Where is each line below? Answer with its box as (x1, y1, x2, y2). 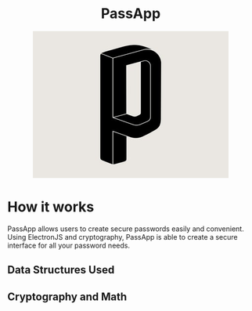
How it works (7, 198, 95, 216)
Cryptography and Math (7, 290, 128, 303)
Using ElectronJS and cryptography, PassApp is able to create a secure (7, 232, 238, 241)
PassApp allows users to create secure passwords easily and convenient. (7, 224, 244, 233)
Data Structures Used (7, 263, 115, 277)
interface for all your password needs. (7, 240, 131, 250)
